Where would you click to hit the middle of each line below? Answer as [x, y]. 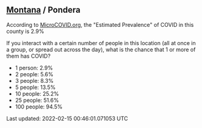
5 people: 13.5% [35, 87]
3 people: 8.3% [34, 80]
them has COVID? [28, 56]
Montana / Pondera [44, 10]
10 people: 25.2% [37, 93]
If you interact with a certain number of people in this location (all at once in [101, 43]
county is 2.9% [25, 31]
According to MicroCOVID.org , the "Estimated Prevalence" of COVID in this [100, 24]
